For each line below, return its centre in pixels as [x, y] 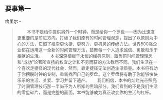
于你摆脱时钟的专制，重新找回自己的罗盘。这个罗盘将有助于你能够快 [85, 74]
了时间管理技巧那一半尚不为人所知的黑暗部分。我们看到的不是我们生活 [87, 86]
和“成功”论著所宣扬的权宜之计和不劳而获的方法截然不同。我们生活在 [85, 62]
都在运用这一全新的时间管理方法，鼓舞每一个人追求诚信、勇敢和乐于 [90, 50]
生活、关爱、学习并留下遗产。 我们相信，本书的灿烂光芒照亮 [93, 80]
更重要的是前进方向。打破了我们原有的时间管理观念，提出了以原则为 [85, 37]
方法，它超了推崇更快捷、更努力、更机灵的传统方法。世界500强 [89, 44]
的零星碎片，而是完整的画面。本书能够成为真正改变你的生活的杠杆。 [85, 92]
